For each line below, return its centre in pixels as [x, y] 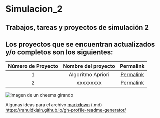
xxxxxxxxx [89, 83]
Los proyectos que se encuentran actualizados [80, 44]
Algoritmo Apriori [89, 75]
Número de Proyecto [33, 66]
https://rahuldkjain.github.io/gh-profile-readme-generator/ [66, 110]
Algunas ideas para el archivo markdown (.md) [54, 105]
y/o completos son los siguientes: [59, 52]
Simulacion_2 [34, 9]
